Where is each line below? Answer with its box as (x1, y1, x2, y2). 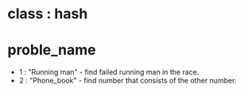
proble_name (7, 41, 96, 59)
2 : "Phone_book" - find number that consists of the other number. (18, 76, 237, 86)
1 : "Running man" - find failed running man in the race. (18, 67, 199, 77)
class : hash (7, 5, 88, 23)
